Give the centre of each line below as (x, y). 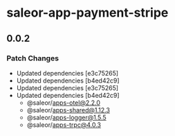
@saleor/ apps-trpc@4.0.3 (64, 125)
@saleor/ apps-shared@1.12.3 (68, 110)
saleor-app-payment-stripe (87, 13)
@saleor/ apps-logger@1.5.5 (66, 117)
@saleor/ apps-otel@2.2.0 (64, 103)
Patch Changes (33, 58)
